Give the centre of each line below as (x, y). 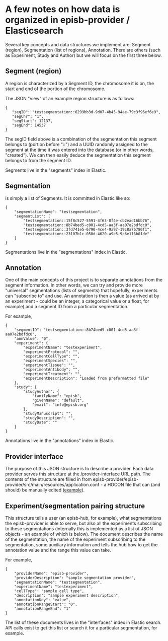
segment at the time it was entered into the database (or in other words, (80, 150)
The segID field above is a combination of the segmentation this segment (81, 139)
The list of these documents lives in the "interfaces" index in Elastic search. (83, 622)
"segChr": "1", (28, 116)
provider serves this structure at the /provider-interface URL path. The (78, 474)
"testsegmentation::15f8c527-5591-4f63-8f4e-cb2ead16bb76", (88, 221)
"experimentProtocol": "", (52, 352)
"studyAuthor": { (41, 392)
